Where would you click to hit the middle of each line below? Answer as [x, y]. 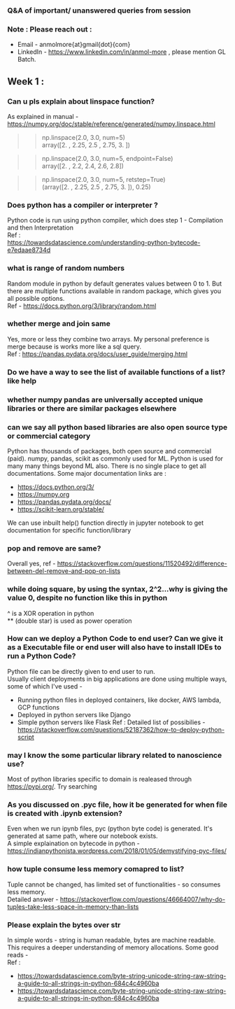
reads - [18, 955]
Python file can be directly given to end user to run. [81, 671]
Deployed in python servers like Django [74, 714]
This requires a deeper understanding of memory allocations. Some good [113, 947]
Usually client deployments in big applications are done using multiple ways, [117, 679]
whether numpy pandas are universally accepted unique [105, 400]
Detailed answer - [33, 899]
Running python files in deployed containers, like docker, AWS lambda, [119, 700]
